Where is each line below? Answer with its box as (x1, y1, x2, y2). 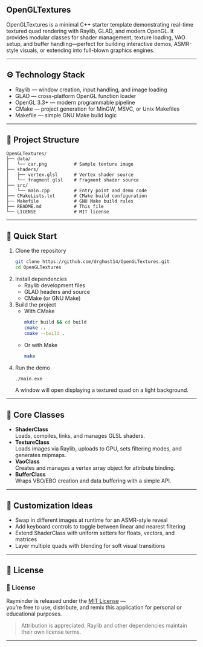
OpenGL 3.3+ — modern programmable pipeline (14, 99, 135, 106)
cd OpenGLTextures (14, 264, 62, 271)
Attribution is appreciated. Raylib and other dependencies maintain (21, 622, 187, 629)
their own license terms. (21, 628, 82, 636)
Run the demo (14, 364, 50, 371)
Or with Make (24, 341, 58, 348)
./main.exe (14, 376, 43, 382)
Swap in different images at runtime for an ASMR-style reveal (14, 516, 168, 524)
